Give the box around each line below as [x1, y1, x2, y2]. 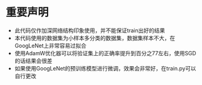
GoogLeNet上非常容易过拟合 [14, 42, 87, 49]
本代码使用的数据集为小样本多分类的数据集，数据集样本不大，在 [14, 34, 175, 41]
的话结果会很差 [14, 57, 52, 64]
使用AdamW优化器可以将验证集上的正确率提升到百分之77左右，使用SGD [14, 49, 197, 56]
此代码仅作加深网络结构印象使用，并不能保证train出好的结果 [14, 27, 165, 34]
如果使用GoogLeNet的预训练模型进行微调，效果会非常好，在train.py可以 [14, 64, 197, 72]
